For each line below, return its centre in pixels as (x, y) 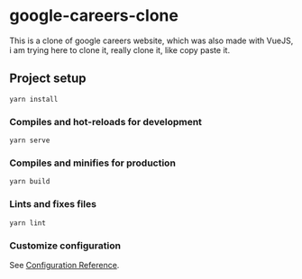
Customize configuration (65, 246)
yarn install (34, 99)
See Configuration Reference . (64, 265)
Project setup (48, 79)
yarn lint (28, 223)
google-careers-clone (94, 16)
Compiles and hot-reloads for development (106, 121)
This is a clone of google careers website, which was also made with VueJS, (151, 40)
